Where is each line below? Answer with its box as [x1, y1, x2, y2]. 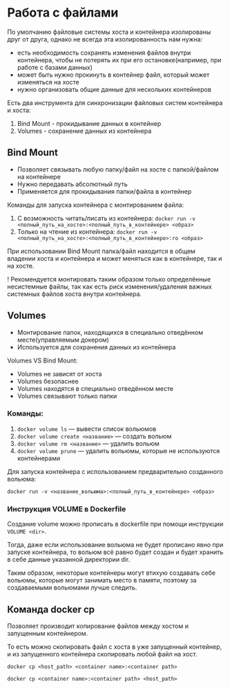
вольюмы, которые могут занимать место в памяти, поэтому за [7, 576, 197, 585]
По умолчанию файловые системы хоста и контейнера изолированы [7, 28, 211, 36]
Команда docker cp [7, 603, 95, 615]
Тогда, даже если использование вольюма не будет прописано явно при [7, 541, 224, 549]
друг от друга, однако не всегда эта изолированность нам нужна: [7, 35, 203, 43]
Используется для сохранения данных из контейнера [17, 342, 176, 351]
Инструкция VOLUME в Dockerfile [7, 504, 126, 513]
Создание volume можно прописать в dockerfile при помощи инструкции [7, 520, 224, 529]
